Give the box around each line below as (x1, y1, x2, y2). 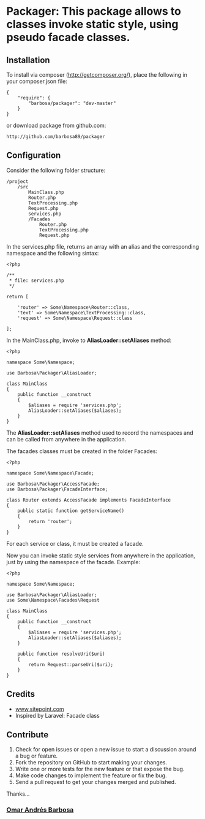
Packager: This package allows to (6, 4, 182, 18)
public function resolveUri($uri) (17, 651, 105, 657)
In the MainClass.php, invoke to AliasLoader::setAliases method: (6, 336, 172, 344)
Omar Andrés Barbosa (6, 805, 74, 814)
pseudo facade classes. (6, 31, 130, 44)
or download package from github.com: (6, 122, 106, 129)
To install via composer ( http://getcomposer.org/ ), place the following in (6, 71, 188, 78)
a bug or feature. (15, 752, 58, 759)
